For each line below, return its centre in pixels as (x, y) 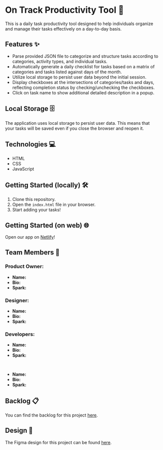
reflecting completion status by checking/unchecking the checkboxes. (83, 87)
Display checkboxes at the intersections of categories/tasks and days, (83, 82)
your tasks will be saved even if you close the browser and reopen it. (74, 128)
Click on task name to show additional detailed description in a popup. (83, 92)
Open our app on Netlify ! (30, 237)
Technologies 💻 (30, 144)
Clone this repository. (34, 199)
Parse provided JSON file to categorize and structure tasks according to (85, 56)
